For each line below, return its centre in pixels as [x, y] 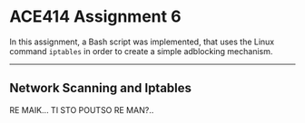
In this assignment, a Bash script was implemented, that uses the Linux [142, 42]
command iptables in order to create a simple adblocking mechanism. [141, 51]
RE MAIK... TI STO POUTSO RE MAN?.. [82, 109]
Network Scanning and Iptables [101, 88]
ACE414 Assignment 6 [95, 17]
